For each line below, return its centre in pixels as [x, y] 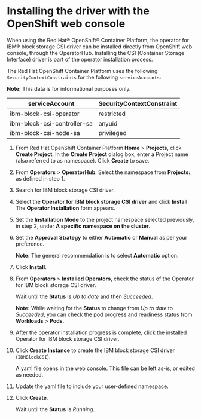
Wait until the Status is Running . [55, 409]
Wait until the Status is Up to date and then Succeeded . [84, 296]
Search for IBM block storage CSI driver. [65, 190]
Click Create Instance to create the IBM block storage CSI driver [95, 350]
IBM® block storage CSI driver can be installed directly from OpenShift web [100, 47]
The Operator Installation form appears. [65, 208]
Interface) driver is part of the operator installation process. [80, 59]
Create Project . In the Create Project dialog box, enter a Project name [102, 154]
